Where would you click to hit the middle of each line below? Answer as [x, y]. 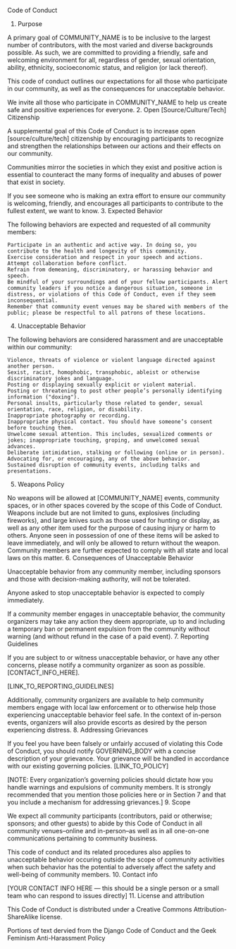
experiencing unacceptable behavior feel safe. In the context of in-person [114, 715]
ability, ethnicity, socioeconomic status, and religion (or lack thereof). [107, 67]
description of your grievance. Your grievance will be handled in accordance [118, 758]
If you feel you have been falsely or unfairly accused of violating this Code [115, 743]
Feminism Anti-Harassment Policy [56, 938]
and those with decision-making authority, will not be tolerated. [99, 579]
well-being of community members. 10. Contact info [83, 875]
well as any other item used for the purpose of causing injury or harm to [112, 528]
